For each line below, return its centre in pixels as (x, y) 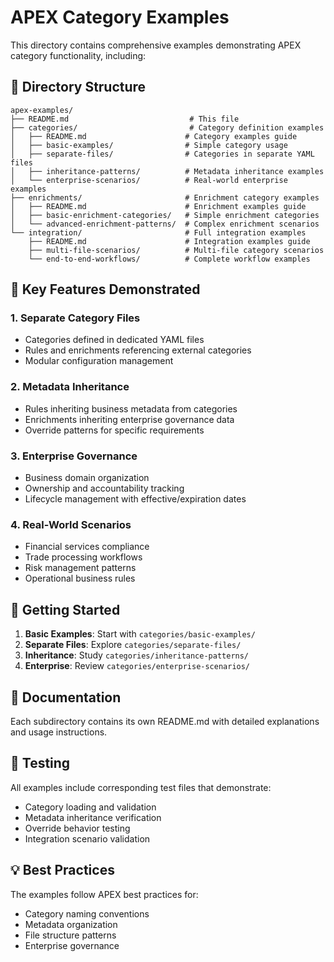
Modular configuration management (99, 361)
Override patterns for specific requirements (114, 430)
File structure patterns (70, 935)
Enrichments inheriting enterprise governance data (129, 419)
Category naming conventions (87, 913)
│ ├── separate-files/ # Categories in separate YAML (162, 154)
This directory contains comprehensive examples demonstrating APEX (156, 45)
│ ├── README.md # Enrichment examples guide (158, 206)
